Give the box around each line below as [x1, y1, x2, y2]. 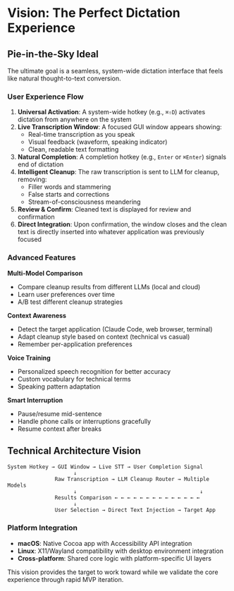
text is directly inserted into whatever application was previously [17, 228, 204, 236]
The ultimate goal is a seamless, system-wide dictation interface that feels [7, 67, 223, 75]
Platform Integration [7, 523, 78, 533]
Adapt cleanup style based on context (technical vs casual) [17, 332, 190, 341]
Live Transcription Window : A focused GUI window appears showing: [17, 123, 222, 131]
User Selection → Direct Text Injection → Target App [54, 506, 216, 514]
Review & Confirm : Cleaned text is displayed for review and [17, 205, 192, 214]
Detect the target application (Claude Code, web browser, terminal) [17, 324, 213, 333]
